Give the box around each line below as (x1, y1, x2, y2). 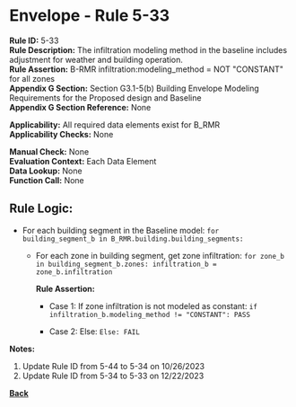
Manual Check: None (9, 146, 90, 157)
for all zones (9, 73, 56, 84)
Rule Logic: (9, 201, 74, 217)
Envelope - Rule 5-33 (9, 5, 170, 26)
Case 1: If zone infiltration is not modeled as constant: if (48, 300, 258, 311)
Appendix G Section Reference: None (9, 102, 152, 112)
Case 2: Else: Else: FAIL (48, 325, 141, 337)
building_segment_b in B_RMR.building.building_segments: (22, 234, 244, 243)
